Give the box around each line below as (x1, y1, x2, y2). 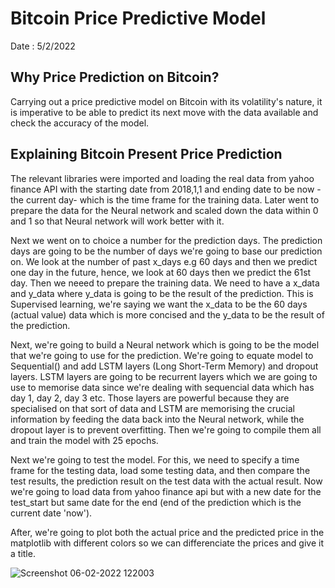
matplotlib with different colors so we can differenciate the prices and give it (10, 537, 324, 549)
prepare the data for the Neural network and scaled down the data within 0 (10, 204, 319, 216)
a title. (10, 547, 36, 559)
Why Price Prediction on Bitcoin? (10, 69, 220, 86)
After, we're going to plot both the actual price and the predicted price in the (10, 526, 325, 538)
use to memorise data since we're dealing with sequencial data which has (10, 381, 315, 393)
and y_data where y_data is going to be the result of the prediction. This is (10, 287, 314, 299)
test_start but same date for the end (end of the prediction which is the (10, 496, 302, 508)
